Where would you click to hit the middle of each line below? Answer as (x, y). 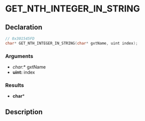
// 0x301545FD (20, 38)
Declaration (24, 27)
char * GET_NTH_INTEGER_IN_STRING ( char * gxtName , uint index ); (71, 43)
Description (24, 112)
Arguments (19, 56)
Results (15, 85)
